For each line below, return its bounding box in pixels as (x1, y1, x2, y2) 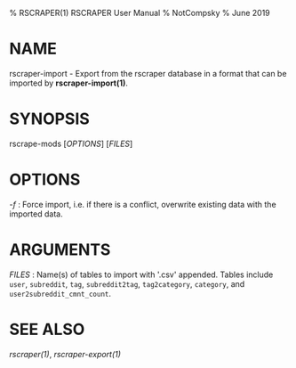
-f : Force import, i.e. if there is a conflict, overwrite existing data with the (9, 199, 277, 209)
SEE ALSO (9, 319, 85, 339)
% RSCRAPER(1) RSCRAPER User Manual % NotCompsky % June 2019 (9, 8, 271, 18)
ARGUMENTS (9, 240, 111, 259)
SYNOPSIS (9, 109, 91, 129)
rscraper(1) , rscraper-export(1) (9, 348, 122, 359)
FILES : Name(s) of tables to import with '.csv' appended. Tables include (9, 269, 274, 280)
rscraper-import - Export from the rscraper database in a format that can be (9, 68, 287, 78)
